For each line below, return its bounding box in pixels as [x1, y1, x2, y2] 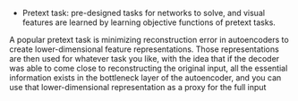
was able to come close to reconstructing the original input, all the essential [9, 63, 288, 73]
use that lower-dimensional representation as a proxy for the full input [9, 82, 267, 92]
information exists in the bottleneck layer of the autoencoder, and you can [9, 72, 282, 83]
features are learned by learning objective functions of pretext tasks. [21, 17, 276, 28]
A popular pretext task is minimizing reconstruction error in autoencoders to [9, 35, 289, 45]
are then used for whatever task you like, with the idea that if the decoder [9, 54, 280, 63]
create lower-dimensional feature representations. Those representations [9, 44, 279, 55]
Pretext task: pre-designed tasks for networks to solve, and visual [21, 8, 266, 18]
